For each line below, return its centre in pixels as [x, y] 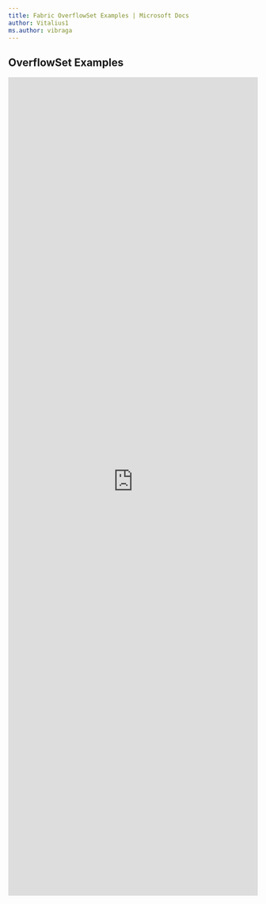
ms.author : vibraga [40, 30]
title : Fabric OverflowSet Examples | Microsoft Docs [99, 15]
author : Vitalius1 [38, 23]
